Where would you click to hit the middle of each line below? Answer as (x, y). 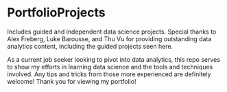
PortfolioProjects (56, 13)
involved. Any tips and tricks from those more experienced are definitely (109, 74)
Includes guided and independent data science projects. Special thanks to (112, 32)
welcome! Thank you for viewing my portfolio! (72, 81)
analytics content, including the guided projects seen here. (90, 46)
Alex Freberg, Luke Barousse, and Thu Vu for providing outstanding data (109, 38)
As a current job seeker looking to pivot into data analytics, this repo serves (114, 59)
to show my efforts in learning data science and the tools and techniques (110, 67)
